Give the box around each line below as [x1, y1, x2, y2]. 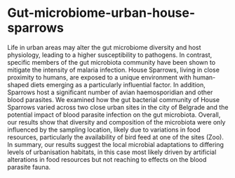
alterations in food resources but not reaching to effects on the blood [7, 155, 207, 163]
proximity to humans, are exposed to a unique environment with [7, 72, 192, 82]
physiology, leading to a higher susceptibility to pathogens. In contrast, [7, 51, 213, 59]
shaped [7, 80, 29, 89]
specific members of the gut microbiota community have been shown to [7, 58, 216, 66]
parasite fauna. [7, 163, 51, 171]
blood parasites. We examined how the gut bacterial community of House [7, 95, 220, 103]
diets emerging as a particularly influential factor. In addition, [30, 80, 206, 89]
